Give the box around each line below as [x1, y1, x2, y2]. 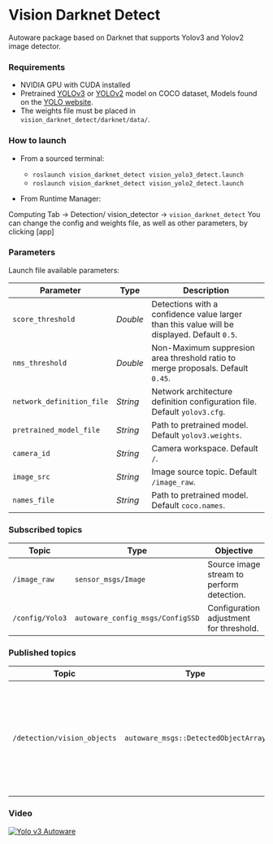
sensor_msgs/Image [74, 575, 146, 585]
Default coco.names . [151, 499, 226, 511]
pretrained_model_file [12, 425, 100, 434]
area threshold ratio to [151, 352, 236, 363]
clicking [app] [8, 226, 54, 237]
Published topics [8, 647, 76, 659]
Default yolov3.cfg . [151, 406, 226, 417]
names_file [12, 495, 54, 505]
